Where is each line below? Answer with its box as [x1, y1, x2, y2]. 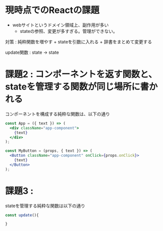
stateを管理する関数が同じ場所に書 [5, 81, 149, 93]
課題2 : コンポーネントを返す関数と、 [5, 69, 158, 80]
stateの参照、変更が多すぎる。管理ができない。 [19, 28, 118, 34]
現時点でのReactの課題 [5, 4, 100, 16]
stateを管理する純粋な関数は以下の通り [5, 203, 86, 209]
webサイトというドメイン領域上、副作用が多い [12, 22, 109, 28]
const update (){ [5, 213, 39, 218]
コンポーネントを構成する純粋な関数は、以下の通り [5, 111, 110, 117]
